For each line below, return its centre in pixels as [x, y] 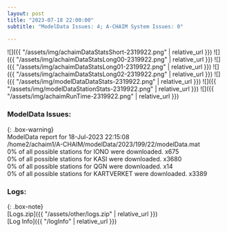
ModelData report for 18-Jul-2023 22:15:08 [68, 136]
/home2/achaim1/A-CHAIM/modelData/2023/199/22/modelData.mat [103, 144]
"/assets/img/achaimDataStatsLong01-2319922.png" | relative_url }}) [114, 67]
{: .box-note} [25, 206]
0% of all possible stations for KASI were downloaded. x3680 [95, 159]
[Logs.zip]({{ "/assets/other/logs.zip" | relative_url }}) [82, 214]
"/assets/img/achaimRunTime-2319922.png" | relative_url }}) [93, 96]
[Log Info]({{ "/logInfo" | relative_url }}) [62, 221]
